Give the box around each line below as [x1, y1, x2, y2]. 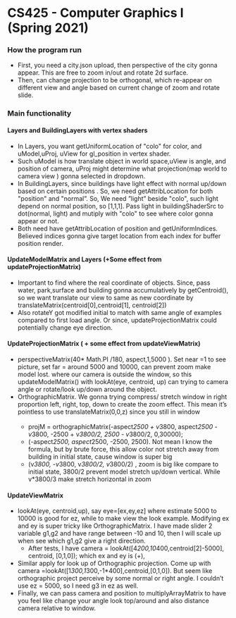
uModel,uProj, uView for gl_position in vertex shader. [17, 149, 171, 158]
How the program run [7, 45, 82, 55]
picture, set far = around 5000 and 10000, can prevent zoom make [17, 363, 211, 371]
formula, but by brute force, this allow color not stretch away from [27, 445, 220, 454]
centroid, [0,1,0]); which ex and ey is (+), [27, 552, 146, 560]
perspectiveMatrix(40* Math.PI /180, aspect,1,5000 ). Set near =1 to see [17, 355, 227, 364]
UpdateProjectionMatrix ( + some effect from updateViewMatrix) [7, 340, 201, 348]
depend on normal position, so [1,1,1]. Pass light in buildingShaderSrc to [17, 202, 224, 210]
